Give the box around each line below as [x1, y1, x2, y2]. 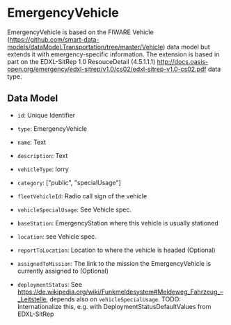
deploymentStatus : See [17, 280, 82, 288]
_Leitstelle [17, 294, 47, 303]
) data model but [162, 42, 210, 51]
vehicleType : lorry [17, 165, 70, 173]
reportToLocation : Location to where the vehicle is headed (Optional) [17, 246, 216, 254]
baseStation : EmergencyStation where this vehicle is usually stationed [17, 219, 219, 227]
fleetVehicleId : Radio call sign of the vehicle [17, 191, 148, 200]
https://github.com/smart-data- [9, 35, 99, 43]
